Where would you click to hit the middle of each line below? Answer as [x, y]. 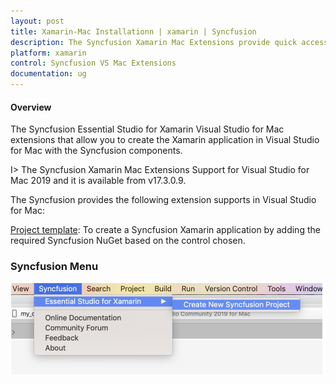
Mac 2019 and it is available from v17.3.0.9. [98, 181]
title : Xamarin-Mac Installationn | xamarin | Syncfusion [133, 31]
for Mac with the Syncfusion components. [96, 151]
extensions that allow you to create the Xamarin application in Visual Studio [165, 140]
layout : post [37, 21]
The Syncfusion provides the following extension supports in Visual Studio [163, 200]
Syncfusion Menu [54, 267]
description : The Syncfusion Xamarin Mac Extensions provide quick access [169, 42]
